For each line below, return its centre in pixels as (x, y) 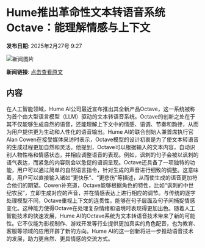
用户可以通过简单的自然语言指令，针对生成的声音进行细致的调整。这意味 (108, 170)
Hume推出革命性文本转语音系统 (86, 13)
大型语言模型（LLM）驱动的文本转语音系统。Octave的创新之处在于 (111, 116)
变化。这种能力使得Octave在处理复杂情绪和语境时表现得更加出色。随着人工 (101, 208)
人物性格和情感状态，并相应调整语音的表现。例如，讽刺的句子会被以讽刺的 (105, 155)
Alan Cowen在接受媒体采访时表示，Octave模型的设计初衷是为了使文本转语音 (103, 139)
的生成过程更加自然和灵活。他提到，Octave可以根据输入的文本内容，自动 (98, 147)
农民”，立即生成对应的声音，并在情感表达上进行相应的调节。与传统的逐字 (104, 192)
